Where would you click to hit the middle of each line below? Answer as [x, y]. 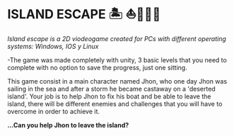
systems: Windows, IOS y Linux [53, 46]
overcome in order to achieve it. [54, 111]
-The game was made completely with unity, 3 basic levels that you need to [117, 59]
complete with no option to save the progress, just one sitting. [97, 67]
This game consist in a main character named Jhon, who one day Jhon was [117, 81]
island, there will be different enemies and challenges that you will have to [115, 103]
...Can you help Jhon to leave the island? [68, 125]
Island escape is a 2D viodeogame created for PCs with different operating [117, 38]
